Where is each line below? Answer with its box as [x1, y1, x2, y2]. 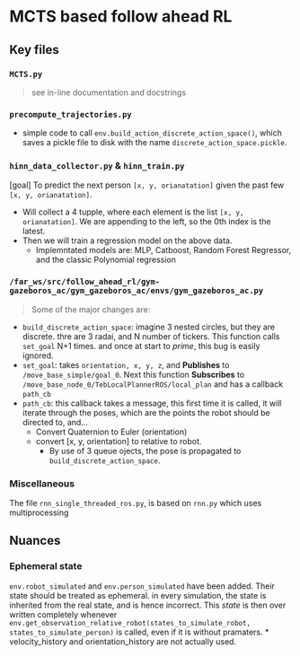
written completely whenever [9, 608, 118, 620]
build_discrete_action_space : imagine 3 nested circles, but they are [22, 321, 276, 332]
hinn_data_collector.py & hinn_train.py [9, 160, 185, 172]
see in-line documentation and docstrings [31, 87, 187, 98]
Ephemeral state [9, 560, 83, 573]
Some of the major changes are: [31, 303, 151, 315]
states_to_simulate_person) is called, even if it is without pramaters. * [9, 626, 269, 637]
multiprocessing [9, 507, 69, 518]
